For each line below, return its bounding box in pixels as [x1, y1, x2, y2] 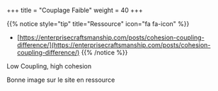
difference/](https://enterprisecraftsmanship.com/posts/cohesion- [16, 41, 211, 49]
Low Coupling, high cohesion [6, 62, 92, 70]
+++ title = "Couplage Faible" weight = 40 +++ [6, 6, 143, 14]
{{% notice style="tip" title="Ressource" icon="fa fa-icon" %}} [6, 20, 190, 28]
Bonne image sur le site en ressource [6, 75, 115, 84]
